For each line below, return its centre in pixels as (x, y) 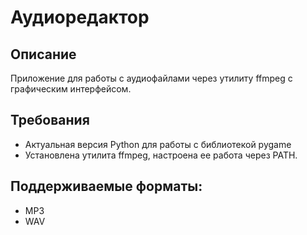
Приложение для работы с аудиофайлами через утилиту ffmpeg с (151, 78)
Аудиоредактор (80, 17)
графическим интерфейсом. (71, 89)
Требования (50, 120)
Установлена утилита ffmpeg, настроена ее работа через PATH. (161, 155)
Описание (43, 54)
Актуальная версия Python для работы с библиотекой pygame (158, 144)
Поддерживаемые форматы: (106, 186)
